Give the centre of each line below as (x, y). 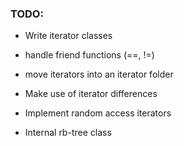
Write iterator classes (68, 36)
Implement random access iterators (98, 113)
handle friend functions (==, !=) (89, 55)
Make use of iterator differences (91, 94)
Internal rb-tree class (68, 133)
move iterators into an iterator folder (99, 74)
